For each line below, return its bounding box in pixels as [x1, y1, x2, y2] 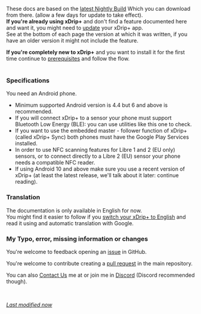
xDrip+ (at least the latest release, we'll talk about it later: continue [14, 172, 179, 179]
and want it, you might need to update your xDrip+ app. [6, 24, 143, 31]
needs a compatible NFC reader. [14, 159, 95, 166]
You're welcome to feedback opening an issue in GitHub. [6, 248, 147, 255]
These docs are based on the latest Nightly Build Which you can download [6, 5, 191, 12]
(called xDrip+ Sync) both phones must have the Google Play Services [14, 133, 189, 140]
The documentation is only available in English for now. [6, 207, 142, 214]
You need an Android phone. [6, 90, 77, 97]
